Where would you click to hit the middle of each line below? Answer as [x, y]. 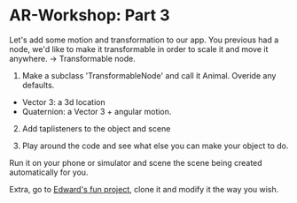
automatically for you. [49, 172]
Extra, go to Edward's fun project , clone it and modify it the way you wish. [144, 189]
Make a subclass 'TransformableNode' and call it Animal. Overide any [149, 75]
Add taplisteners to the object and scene [96, 128]
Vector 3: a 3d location [63, 101]
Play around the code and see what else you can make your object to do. [155, 146]
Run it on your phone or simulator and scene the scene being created [136, 162]
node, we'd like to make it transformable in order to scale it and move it [139, 49]
